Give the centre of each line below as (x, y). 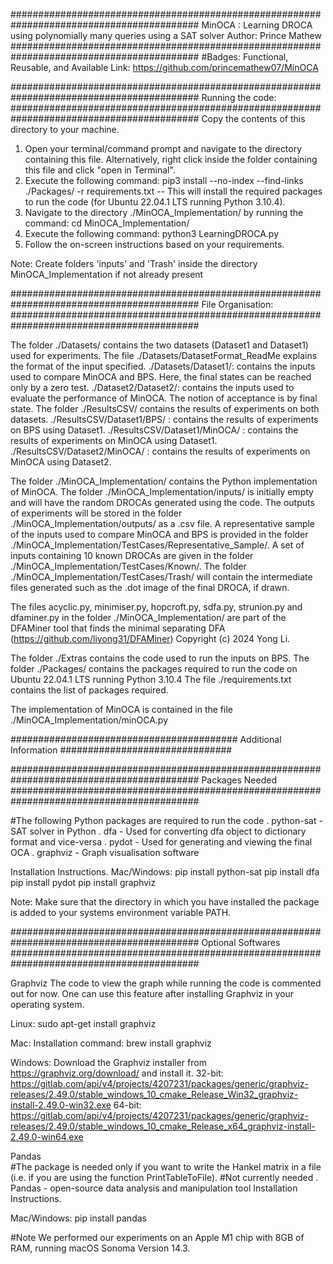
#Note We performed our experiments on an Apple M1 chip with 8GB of (157, 1237)
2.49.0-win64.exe (47, 1137)
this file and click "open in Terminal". (100, 170)
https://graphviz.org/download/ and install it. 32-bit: (117, 1073)
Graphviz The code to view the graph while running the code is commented (166, 983)
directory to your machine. (65, 129)
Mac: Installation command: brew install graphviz (111, 1043)
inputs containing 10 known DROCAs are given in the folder (132, 555)
